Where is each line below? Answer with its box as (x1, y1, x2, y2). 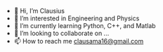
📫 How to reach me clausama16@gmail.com (13, 37, 144, 45)
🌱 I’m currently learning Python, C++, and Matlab (13, 22, 156, 30)
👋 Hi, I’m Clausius (13, 7, 65, 15)
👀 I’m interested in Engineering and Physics (13, 14, 140, 22)
